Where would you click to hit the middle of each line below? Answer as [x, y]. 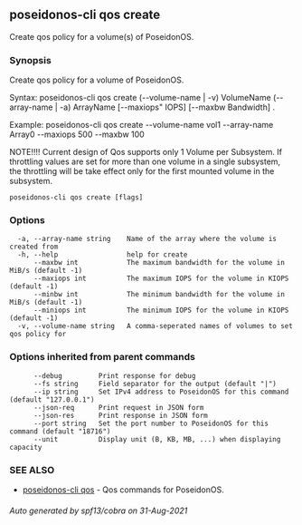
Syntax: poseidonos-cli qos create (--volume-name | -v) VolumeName [140, 98]
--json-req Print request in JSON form [118, 407]
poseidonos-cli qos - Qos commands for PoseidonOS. [123, 490]
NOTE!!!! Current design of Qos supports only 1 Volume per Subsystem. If [146, 152]
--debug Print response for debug [114, 375]
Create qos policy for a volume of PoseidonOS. [97, 80]
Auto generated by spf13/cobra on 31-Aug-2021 [99, 510]
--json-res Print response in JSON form [120, 415]
